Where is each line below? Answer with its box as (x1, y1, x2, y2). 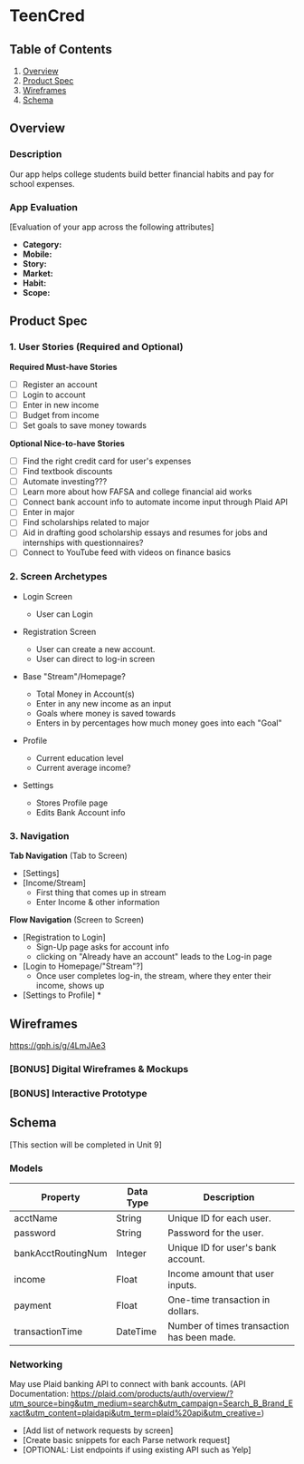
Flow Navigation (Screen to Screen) (9, 914, 145, 925)
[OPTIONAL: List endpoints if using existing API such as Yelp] (22, 1444, 252, 1456)
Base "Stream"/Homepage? (22, 670, 127, 681)
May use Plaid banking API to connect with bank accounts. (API (9, 1379, 246, 1390)
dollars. (167, 1304, 199, 1317)
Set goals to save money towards (22, 419, 147, 431)
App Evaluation (9, 200, 79, 213)
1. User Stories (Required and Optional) (9, 341, 184, 354)
